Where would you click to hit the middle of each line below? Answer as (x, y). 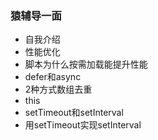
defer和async (53, 77)
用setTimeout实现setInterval (83, 125)
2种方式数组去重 (58, 89)
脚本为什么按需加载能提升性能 (86, 64)
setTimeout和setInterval (74, 113)
